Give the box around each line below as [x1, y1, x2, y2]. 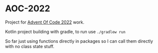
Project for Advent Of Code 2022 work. [5, 19, 84, 25]
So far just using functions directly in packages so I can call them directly [5, 38, 153, 44]
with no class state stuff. [5, 43, 54, 49]
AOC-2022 [5, 3, 51, 14]
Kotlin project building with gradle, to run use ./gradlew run [5, 28, 126, 34]
